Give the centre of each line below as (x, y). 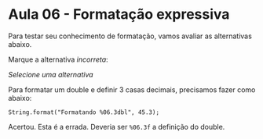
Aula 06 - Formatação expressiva (119, 14)
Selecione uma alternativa (51, 74)
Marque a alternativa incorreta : (58, 59)
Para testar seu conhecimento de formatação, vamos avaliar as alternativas (130, 36)
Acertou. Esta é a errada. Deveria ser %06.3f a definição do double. (117, 127)
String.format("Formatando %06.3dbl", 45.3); (84, 112)
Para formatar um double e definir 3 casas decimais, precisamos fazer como (132, 89)
